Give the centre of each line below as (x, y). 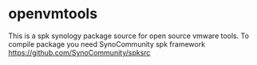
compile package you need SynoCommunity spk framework (107, 44)
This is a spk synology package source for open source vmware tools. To (129, 36)
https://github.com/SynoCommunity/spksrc (79, 52)
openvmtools (53, 14)
